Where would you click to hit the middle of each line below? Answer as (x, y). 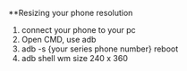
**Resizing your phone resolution (71, 13)
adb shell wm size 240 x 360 (75, 58)
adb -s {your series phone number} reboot (100, 49)
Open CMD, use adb (59, 39)
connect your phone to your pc (78, 30)
